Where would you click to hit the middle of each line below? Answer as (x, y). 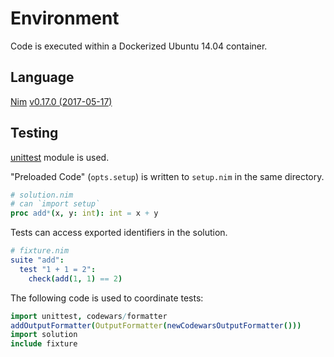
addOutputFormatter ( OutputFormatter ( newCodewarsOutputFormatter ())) (156, 325)
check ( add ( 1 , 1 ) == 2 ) (75, 278)
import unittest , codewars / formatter (89, 316)
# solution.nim (42, 195)
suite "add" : (37, 260)
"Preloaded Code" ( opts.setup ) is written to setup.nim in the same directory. (167, 176)
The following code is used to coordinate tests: (107, 298)
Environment (65, 18)
